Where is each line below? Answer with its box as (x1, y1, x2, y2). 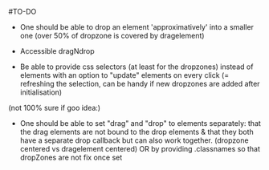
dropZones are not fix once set (19, 152, 123, 162)
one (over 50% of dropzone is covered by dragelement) (19, 31, 205, 40)
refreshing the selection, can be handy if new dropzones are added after (19, 79, 260, 88)
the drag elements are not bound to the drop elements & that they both (19, 127, 255, 136)
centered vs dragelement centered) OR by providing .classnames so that (19, 144, 261, 153)
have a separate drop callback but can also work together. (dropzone (19, 136, 249, 145)
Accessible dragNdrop (19, 47, 95, 55)
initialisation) (19, 87, 63, 97)
